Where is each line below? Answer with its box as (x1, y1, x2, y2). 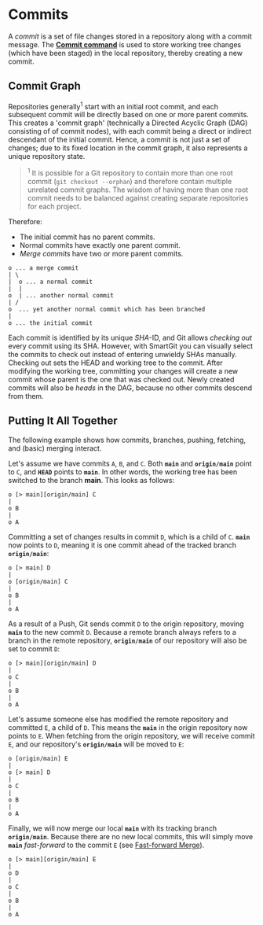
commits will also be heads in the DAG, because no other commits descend (8, 383, 253, 392)
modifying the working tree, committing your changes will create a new (8, 367, 239, 376)
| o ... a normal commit (8, 278, 93, 286)
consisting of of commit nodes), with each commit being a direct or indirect (8, 127, 252, 136)
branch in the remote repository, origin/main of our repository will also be (8, 636, 247, 645)
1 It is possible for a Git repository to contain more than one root (27, 167, 233, 178)
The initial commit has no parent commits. (19, 232, 155, 241)
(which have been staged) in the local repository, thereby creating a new (8, 48, 243, 57)
